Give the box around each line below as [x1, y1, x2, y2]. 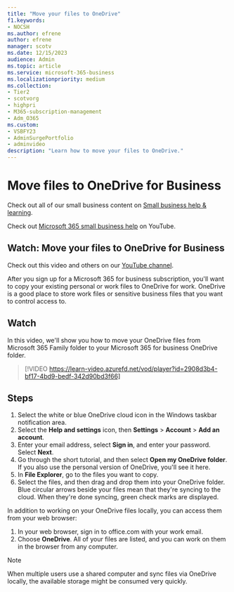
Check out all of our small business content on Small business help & [7, 201, 207, 209]
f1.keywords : [7, 17, 46, 24]
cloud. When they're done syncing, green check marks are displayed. [17, 493, 219, 501]
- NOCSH [7, 23, 30, 30]
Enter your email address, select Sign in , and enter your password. [17, 440, 211, 449]
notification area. [17, 419, 67, 427]
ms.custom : [7, 121, 39, 129]
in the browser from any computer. [17, 542, 118, 551]
